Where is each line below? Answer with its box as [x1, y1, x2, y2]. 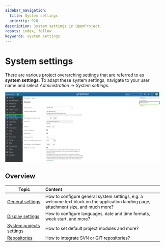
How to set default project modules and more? [45, 225, 139, 231]
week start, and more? [45, 216, 90, 222]
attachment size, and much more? [45, 204, 114, 210]
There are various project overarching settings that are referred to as [5, 72, 144, 78]
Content [45, 186, 62, 192]
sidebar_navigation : [5, 8, 48, 13]
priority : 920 [9, 18, 38, 23]
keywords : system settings [5, 34, 60, 39]
